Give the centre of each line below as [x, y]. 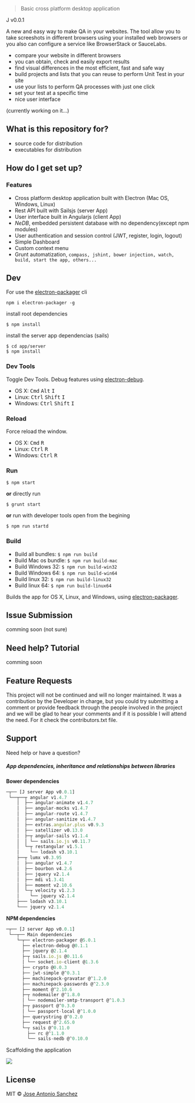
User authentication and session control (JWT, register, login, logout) [98, 235]
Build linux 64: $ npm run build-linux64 [63, 585]
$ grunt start [24, 505]
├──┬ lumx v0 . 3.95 [39, 858]
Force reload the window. [37, 431]
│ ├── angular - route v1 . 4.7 [52, 814]
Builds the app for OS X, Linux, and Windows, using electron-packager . [92, 597]
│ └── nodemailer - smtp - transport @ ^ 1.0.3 [73, 1000]
